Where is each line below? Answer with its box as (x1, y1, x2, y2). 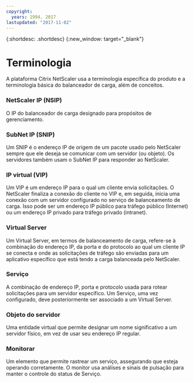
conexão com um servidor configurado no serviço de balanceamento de (6, 197, 181, 204)
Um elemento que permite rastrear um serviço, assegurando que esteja (6, 358, 178, 365)
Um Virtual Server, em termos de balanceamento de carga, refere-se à (6, 237, 176, 244)
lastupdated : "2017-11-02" (6, 19, 72, 25)
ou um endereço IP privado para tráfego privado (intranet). (6, 209, 148, 216)
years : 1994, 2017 (11, 14, 57, 20)
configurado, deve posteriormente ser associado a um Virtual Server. (6, 296, 172, 303)
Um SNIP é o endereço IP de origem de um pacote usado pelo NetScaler (6, 143, 181, 151)
